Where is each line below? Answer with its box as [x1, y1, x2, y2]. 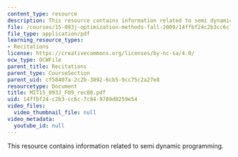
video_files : [7, 103, 46, 110]
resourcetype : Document [7, 83, 78, 90]
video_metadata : [7, 115, 55, 122]
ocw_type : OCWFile [7, 57, 62, 64]
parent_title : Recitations [7, 63, 87, 70]
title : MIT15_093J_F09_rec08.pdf [7, 89, 106, 96]
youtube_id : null [13, 122, 65, 129]
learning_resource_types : [7, 37, 84, 44]
